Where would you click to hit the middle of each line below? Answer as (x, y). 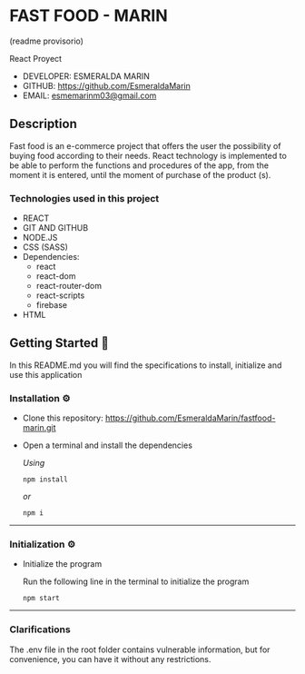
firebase (52, 305)
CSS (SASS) (45, 247)
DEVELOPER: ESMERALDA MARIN (86, 76)
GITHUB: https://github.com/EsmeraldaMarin (106, 85)
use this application (46, 374)
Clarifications (40, 629)
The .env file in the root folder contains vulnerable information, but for (140, 649)
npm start (41, 599)
